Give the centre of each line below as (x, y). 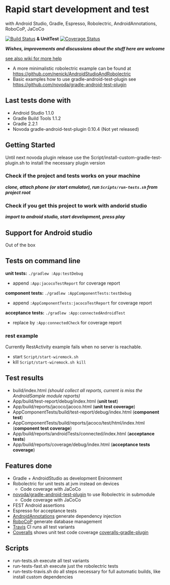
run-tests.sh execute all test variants (51, 561)
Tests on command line (43, 261)
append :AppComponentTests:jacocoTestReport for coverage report (82, 303)
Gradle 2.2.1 (25, 124)
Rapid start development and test (77, 9)
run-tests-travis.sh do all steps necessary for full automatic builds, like (87, 571)
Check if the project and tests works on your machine (73, 176)
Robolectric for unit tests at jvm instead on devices (66, 483)
